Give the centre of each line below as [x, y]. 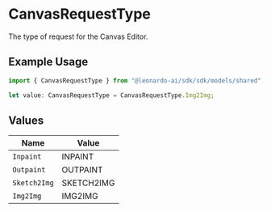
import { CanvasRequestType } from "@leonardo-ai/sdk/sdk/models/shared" [135, 81]
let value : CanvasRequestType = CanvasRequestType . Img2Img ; [112, 95]
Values [26, 120]
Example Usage [48, 62]
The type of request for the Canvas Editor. [78, 36]
